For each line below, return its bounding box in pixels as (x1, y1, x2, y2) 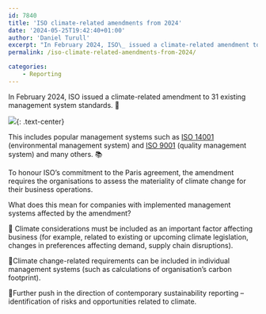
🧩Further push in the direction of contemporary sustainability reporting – (8, 288, 245, 297)
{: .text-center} (16, 117, 65, 126)
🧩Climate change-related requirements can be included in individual (8, 255, 230, 266)
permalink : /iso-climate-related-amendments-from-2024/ (8, 48, 196, 56)
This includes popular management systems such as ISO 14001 (8, 132, 215, 141)
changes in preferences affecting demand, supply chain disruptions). (8, 240, 234, 250)
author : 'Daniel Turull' (8, 33, 90, 42)
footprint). (8, 273, 41, 282)
